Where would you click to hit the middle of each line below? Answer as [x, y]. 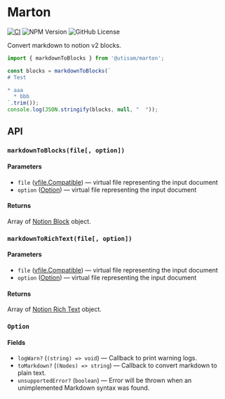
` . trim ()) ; [23, 103]
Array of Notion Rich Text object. [54, 309]
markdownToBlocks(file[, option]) [66, 151]
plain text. [32, 373]
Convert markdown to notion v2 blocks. [64, 45]
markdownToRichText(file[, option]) [70, 238]
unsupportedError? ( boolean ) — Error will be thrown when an [104, 381]
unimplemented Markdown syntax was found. [83, 388]
